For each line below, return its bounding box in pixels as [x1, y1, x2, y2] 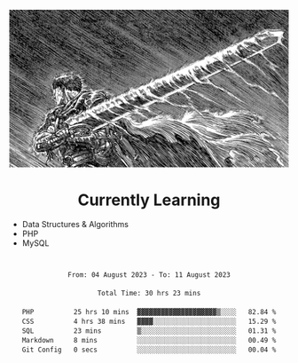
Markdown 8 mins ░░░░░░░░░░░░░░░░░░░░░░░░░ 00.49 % [21, 335, 277, 344]
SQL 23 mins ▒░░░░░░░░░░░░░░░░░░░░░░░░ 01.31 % [21, 326, 277, 335]
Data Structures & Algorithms [21, 219, 129, 230]
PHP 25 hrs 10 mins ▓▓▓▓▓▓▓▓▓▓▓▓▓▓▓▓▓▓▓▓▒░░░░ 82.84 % [21, 308, 277, 317]
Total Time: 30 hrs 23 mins [97, 289, 201, 298]
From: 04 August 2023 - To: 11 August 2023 [67, 270, 231, 280]
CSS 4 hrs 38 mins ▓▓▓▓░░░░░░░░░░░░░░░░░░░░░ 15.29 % [21, 317, 277, 326]
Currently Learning [77, 190, 221, 209]
